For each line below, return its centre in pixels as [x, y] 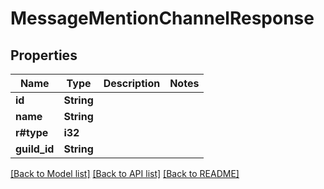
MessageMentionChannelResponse [162, 18]
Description [132, 83]
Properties [44, 55]
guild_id [35, 149]
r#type [32, 132]
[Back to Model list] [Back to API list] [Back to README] [125, 173]
